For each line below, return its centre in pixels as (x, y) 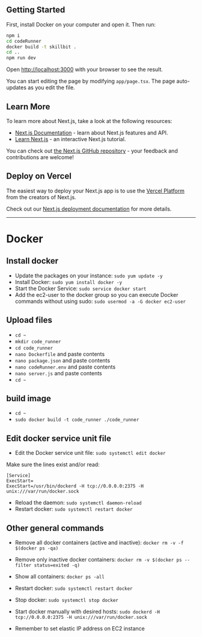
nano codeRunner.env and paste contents (65, 367)
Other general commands (55, 528)
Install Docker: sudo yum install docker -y (68, 282)
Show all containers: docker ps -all (60, 577)
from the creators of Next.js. (41, 197)
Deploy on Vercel (39, 176)
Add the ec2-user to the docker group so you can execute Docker (96, 294)
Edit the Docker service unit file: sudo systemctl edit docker (90, 453)
